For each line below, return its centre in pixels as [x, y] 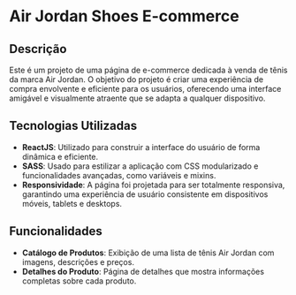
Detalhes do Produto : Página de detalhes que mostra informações [143, 271]
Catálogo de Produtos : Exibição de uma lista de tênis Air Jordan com [148, 253]
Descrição [38, 49]
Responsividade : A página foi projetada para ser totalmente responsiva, [153, 185]
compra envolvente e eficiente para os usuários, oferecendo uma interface [145, 89]
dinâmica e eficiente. [60, 156]
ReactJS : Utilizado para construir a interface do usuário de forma [141, 147]
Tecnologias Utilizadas [73, 126]
